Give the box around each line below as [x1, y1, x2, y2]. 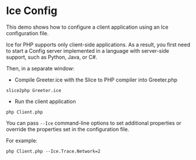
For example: [6, 137, 38, 144]
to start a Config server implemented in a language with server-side [6, 47, 170, 54]
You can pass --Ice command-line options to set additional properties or [6, 119, 181, 127]
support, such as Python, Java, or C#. [6, 53, 98, 60]
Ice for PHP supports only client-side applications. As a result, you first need [6, 41, 190, 48]
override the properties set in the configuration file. [6, 125, 130, 132]
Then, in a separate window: [6, 64, 75, 72]
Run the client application [14, 98, 76, 105]
